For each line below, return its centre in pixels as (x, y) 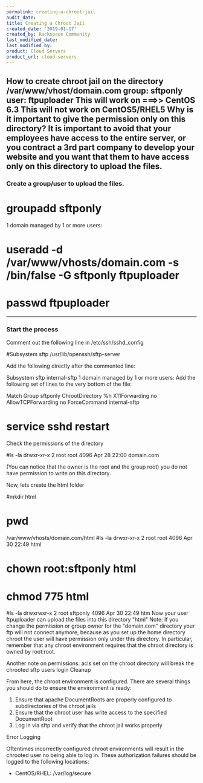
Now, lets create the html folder (45, 485)
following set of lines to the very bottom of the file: (69, 384)
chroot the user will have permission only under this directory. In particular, (100, 639)
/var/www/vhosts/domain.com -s (93, 263)
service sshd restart (58, 427)
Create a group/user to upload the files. (65, 183)
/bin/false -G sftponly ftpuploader (93, 275)
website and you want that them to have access (98, 157)
